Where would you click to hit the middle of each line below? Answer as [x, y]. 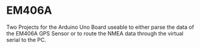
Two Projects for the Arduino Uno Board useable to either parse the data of [100, 27]
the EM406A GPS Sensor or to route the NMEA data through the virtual [95, 33]
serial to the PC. [26, 40]
